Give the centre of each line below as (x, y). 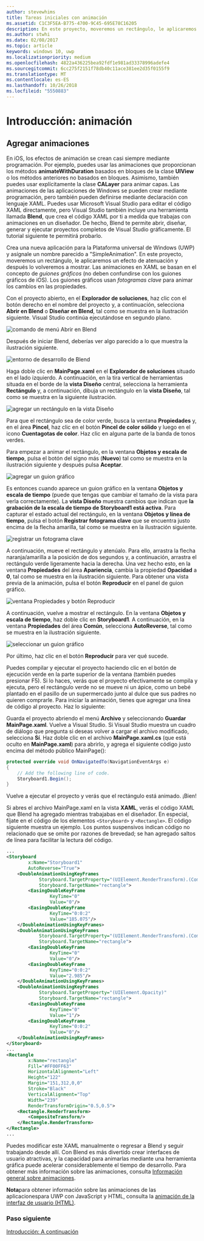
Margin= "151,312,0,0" (56, 1083)
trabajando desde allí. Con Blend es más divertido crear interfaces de (93, 1152)
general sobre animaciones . (41, 1178)
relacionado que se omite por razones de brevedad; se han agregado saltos (101, 833)
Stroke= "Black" (47, 1089)
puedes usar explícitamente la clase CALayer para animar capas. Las (93, 184)
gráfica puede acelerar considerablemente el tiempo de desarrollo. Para (96, 1165)
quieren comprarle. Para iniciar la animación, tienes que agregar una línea (99, 700)
